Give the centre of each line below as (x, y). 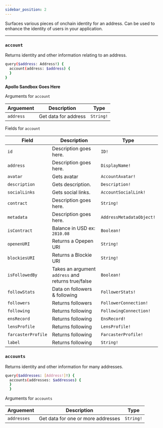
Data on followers (72, 289)
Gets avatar (65, 177)
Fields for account (23, 128)
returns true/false (72, 281)
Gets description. (71, 184)
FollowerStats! (118, 292)
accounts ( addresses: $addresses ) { (45, 380)
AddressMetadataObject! (128, 217)
